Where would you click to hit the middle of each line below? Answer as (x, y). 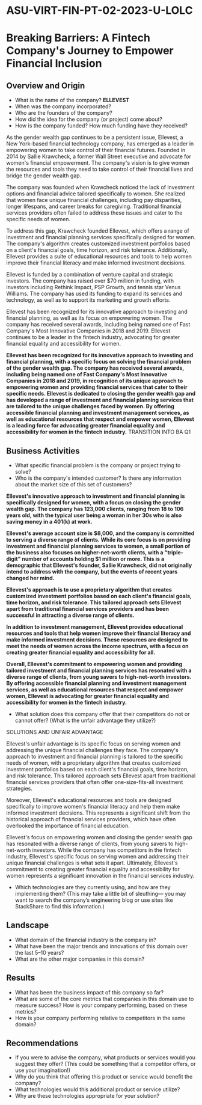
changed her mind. (30, 578)
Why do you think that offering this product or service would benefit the (104, 1077)
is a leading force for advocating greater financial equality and (86, 426)
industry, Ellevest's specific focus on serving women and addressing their (98, 856)
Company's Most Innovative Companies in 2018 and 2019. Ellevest (88, 331)
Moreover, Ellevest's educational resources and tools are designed (89, 800)
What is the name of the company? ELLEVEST (72, 100)
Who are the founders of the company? (63, 113)
